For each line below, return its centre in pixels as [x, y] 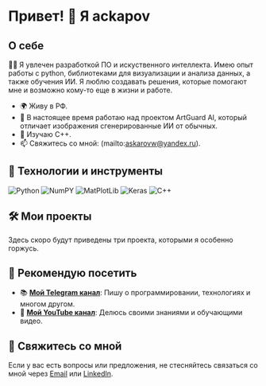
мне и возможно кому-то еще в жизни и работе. [91, 90]
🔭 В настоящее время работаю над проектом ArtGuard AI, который [133, 117]
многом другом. [47, 304]
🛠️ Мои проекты [50, 217]
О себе [26, 46]
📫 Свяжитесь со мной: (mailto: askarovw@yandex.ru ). [110, 143]
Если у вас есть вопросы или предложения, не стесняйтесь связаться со [133, 365]
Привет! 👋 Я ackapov [79, 16]
